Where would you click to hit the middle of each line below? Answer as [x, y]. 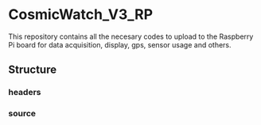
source [22, 114]
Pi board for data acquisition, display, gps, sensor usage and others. [120, 44]
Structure [33, 70]
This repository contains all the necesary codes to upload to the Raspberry [131, 36]
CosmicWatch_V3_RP [81, 15]
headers [25, 93]
